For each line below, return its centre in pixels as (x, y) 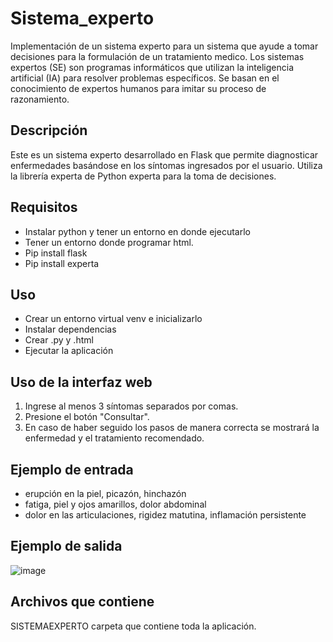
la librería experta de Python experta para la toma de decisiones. (143, 176)
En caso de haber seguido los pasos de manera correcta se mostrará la (172, 428)
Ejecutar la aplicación (69, 351)
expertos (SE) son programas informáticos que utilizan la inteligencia (152, 67)
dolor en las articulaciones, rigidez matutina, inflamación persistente (165, 515)
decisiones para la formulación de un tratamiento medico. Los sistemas (157, 56)
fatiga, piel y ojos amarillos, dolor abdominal (115, 504)
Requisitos (44, 207)
